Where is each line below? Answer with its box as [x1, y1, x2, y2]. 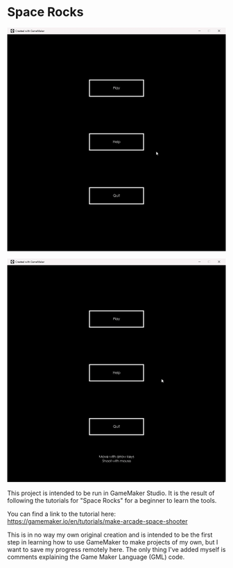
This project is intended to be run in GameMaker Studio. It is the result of [7, 489, 215, 497]
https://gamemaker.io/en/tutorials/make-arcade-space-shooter [7, 517, 189, 526]
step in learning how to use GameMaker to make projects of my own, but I [7, 538, 218, 546]
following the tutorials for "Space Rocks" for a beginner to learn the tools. [7, 496, 217, 505]
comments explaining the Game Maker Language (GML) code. [7, 553, 185, 561]
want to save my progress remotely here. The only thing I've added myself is [7, 546, 226, 554]
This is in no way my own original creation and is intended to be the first [7, 531, 213, 539]
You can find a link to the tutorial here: [7, 510, 116, 518]
